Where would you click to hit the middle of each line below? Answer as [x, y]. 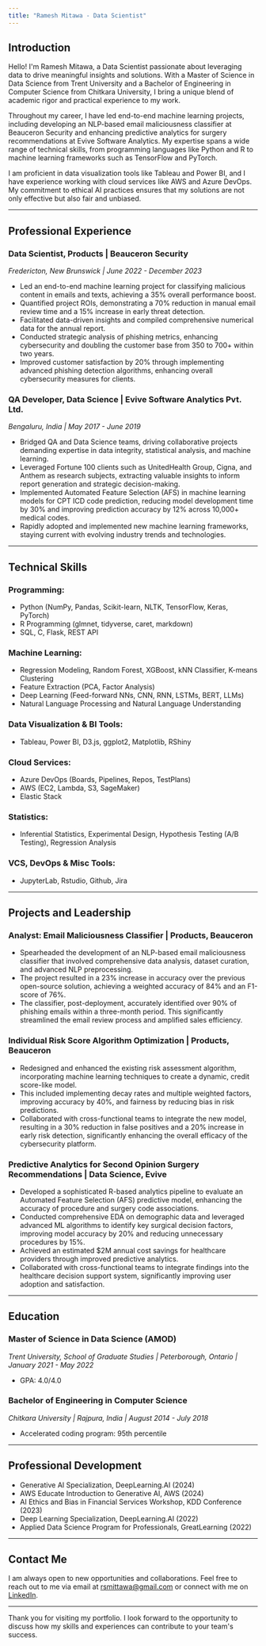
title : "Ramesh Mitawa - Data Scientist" [78, 15]
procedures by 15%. [52, 1241]
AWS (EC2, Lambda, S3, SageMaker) [80, 788]
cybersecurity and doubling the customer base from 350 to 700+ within [137, 345]
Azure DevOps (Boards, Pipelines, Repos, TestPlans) [105, 779]
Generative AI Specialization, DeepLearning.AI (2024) [107, 1485]
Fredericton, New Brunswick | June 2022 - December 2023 [105, 271]
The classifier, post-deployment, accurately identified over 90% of [128, 1003]
